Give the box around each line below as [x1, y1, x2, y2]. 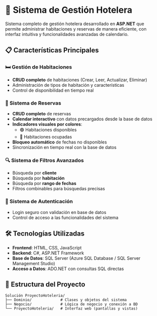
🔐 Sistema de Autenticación [5, 198, 73, 205]
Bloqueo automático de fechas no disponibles [12, 139, 107, 145]
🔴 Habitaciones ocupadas [19, 134, 73, 140]
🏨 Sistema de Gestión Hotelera [5, 4, 132, 16]
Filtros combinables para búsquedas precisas [12, 186, 105, 192]
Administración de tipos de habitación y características [12, 82, 124, 88]
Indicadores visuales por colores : [12, 121, 82, 127]
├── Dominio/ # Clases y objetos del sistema [5, 298, 127, 303]
